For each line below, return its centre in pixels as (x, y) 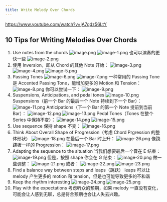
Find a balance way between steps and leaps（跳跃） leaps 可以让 (81, 170)
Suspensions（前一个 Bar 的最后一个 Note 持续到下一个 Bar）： (77, 101)
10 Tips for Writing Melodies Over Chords (71, 40)
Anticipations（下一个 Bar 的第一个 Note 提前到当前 (99, 107)
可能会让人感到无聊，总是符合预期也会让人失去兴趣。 (67, 194)
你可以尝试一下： (63, 89)
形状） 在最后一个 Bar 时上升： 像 (87, 139)
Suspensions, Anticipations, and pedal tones (58, 95)
